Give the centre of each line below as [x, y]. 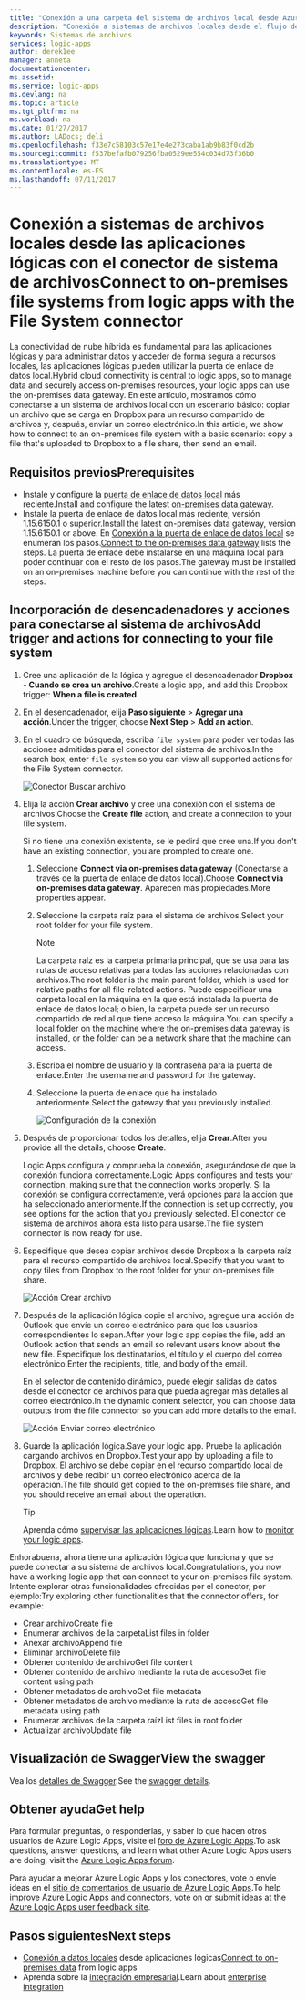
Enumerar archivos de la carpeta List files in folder [116, 1633]
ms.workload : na [40, 120]
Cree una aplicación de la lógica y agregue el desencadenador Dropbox [158, 675]
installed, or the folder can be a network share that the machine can [163, 1038]
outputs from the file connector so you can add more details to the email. [159, 1410]
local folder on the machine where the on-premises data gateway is [163, 1028]
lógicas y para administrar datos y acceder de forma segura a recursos [143, 356]
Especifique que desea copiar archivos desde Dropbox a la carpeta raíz [157, 1251]
